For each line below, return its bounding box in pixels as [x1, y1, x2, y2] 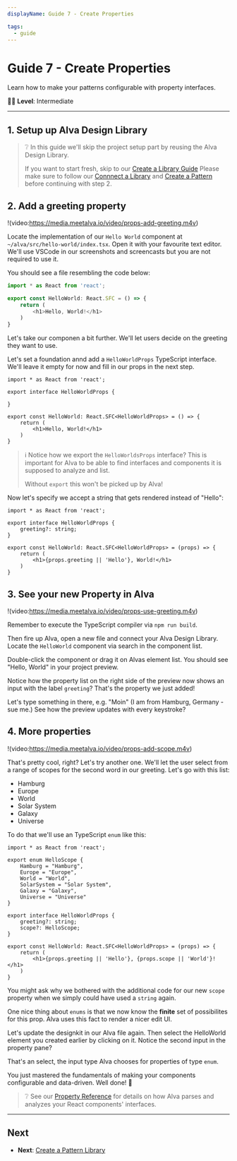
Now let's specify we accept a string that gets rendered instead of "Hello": [7, 493, 224, 502]
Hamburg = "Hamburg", [20, 862, 83, 870]
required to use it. [7, 255, 59, 263]
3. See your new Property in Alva [7, 588, 154, 600]
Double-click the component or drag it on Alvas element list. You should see [7, 656, 229, 663]
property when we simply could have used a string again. [7, 993, 176, 1002]
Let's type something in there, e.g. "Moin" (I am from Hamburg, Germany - [7, 698, 224, 706]
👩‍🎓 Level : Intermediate [7, 97, 74, 106]
